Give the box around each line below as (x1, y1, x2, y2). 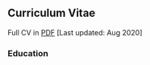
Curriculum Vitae (7, 6, 96, 20)
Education (7, 47, 49, 59)
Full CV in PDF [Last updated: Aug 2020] (7, 27, 143, 37)
